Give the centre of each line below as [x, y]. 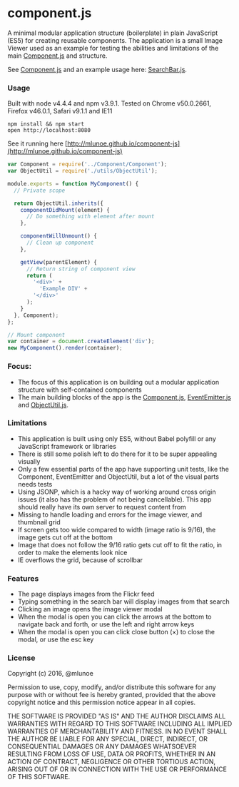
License [21, 658]
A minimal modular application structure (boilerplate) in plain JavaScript [113, 33]
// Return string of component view [81, 269]
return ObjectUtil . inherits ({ [59, 203]
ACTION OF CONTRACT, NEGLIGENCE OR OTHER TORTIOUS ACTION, [112, 762]
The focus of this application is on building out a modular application [118, 382]
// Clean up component [60, 243]
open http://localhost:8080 [49, 131]
